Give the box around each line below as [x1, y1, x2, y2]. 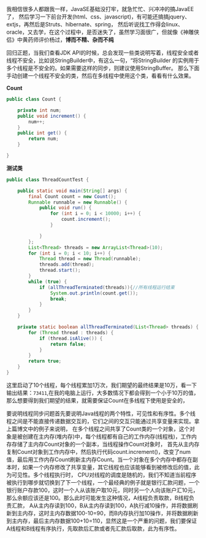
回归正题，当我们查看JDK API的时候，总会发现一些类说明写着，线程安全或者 [6, 49, 199, 56]
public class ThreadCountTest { [6, 177, 89, 183]
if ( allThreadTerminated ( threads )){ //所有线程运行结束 [39, 284, 175, 290]
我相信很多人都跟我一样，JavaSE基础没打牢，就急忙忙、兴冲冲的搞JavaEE [6, 6, 194, 12]
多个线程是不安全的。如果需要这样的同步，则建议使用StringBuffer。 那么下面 [6, 64, 200, 72]
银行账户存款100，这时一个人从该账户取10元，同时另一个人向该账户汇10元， [6, 486, 199, 494]
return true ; [28, 358, 62, 364]
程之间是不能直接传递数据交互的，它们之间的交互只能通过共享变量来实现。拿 [6, 417, 200, 425]
